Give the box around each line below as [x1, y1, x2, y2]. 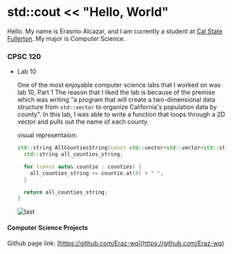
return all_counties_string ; [24, 188, 108, 196]
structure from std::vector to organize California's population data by [17, 103, 217, 111]
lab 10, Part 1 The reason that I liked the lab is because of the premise [17, 88, 215, 97]
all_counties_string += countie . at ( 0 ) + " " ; [30, 170, 164, 176]
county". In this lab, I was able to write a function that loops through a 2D [17, 110, 226, 118]
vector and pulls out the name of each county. [17, 118, 149, 126]
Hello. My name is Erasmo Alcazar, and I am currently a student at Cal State [7, 27, 223, 35]
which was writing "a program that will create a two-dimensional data [17, 96, 216, 104]
